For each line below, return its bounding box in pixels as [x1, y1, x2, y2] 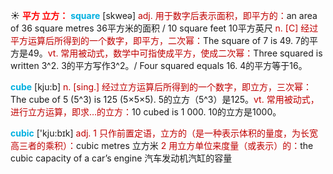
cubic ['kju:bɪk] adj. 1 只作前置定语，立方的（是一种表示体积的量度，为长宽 [10, 127, 318, 139]
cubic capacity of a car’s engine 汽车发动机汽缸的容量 [10, 152, 233, 164]
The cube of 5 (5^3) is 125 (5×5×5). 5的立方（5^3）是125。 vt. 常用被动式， [10, 94, 320, 105]
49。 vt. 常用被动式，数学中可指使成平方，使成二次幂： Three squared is [27, 47, 323, 59]
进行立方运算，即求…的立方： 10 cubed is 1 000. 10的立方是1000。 [10, 106, 282, 118]
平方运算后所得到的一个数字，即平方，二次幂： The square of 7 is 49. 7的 [10, 35, 310, 46]
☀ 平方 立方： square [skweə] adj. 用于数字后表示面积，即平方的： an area [10, 10, 318, 21]
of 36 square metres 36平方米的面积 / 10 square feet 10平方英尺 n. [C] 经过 [10, 22, 319, 34]
